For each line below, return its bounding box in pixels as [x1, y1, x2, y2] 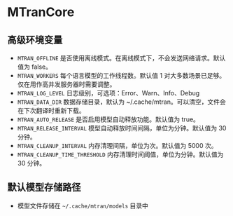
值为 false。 [17, 62, 52, 71]
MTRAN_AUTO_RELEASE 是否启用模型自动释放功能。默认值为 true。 [17, 115, 199, 123]
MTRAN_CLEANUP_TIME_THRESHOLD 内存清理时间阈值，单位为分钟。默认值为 [17, 150, 224, 158]
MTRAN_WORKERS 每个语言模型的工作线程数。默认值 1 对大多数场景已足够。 [17, 72, 226, 79]
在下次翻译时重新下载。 [17, 107, 85, 114]
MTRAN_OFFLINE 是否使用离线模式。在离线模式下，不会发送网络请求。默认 [17, 54, 226, 62]
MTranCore [7, 4, 75, 20]
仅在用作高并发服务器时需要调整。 [17, 80, 116, 88]
